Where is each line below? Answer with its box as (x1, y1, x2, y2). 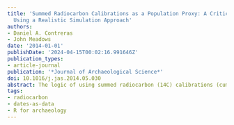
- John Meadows (7, 36, 52, 43)
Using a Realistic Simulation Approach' (13, 17, 132, 24)
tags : (7, 87, 23, 94)
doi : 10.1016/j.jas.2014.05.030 (7, 74, 101, 82)
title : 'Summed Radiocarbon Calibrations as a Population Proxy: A (7, 10, 208, 17)
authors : (7, 23, 33, 30)
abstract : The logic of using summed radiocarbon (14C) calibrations (7, 81, 214, 88)
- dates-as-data (7, 101, 54, 108)
